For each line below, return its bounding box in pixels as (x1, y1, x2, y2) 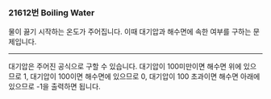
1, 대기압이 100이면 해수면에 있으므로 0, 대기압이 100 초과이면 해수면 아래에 (23, 72, 261, 81)
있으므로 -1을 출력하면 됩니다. (8, 82, 101, 92)
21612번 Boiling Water (8, 6, 95, 18)
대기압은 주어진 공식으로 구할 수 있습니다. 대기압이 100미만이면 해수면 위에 (8, 62, 242, 72)
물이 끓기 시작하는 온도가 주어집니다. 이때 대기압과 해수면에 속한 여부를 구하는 (8, 27, 252, 37)
